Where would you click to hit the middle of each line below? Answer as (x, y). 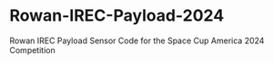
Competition (33, 49)
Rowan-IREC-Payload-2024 (117, 16)
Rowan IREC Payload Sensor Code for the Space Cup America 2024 (137, 40)
